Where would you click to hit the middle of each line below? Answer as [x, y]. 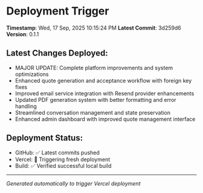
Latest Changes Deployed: [57, 53]
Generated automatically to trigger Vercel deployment [73, 183]
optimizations [32, 74]
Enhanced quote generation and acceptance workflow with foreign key [103, 80]
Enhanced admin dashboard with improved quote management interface [105, 119]
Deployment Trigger [58, 11]
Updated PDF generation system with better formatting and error [95, 100]
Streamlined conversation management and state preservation [93, 112]
